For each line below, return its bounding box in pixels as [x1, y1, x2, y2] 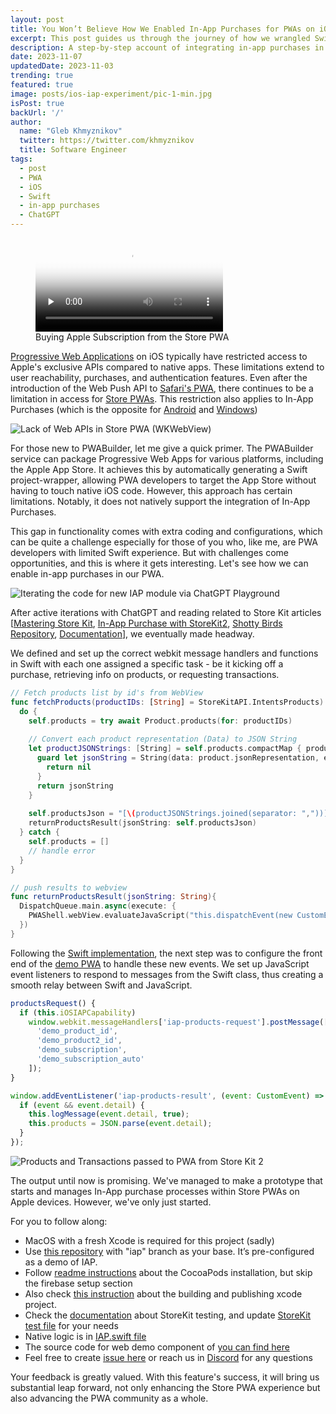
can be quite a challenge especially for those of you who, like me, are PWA [10, 536, 318, 548]
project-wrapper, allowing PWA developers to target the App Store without [10, 474, 317, 486]
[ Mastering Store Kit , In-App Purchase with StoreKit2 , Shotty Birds [10, 617, 283, 629]
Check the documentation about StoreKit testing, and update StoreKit [24, 1309, 312, 1321]
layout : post [10, 14, 65, 25]
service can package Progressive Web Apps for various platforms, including [10, 453, 324, 465]
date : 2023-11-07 [10, 52, 83, 62]
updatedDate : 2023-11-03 [10, 61, 114, 71]
